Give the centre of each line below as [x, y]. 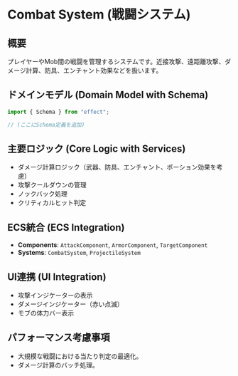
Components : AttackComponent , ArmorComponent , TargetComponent [113, 245]
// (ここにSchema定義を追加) [46, 125]
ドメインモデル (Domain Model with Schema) [108, 95]
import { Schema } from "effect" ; [59, 112]
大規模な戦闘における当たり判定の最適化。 [80, 356]
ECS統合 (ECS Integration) [66, 228]
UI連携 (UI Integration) [57, 277]
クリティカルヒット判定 [52, 203]
